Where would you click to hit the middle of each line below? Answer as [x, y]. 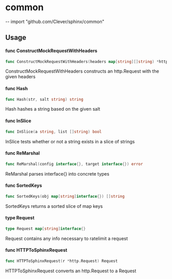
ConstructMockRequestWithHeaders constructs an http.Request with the [82, 71]
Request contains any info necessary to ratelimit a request [67, 238]
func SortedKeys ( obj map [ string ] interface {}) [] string [65, 196]
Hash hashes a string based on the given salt [53, 109]
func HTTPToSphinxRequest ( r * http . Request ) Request [61, 261]
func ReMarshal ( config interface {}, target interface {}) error [74, 164]
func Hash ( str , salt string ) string [44, 99]
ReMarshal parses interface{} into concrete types [57, 174]
